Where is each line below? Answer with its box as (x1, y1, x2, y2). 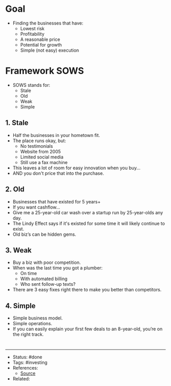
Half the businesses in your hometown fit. (12, 132, 100, 138)
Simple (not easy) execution (20, 47, 79, 53)
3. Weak (5, 246, 32, 255)
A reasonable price (20, 36, 60, 42)
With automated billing (20, 276, 68, 282)
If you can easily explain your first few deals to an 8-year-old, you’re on (12, 326, 163, 332)
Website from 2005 (20, 148, 61, 154)
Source (20, 370, 36, 376)
